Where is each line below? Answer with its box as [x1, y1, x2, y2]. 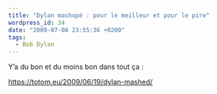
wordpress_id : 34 [8, 19, 65, 27]
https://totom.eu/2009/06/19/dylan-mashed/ [8, 78, 153, 87]
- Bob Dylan [15, 41, 55, 49]
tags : [8, 33, 26, 42]
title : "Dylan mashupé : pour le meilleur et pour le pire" [8, 11, 211, 20]
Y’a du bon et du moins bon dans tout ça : [8, 62, 144, 71]
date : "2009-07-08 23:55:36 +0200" [8, 26, 125, 34]
